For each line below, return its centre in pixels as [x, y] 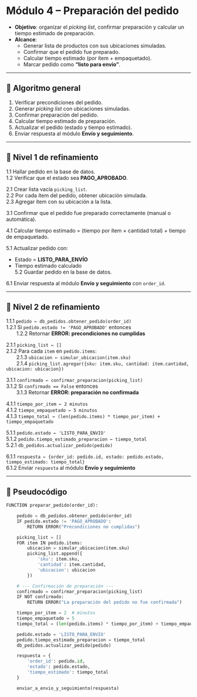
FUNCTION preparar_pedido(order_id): [52, 505]
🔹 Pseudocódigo [37, 492]
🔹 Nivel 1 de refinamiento [52, 157]
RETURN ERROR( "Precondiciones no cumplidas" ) [84, 527]
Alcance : [26, 39]
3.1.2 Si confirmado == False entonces [52, 386]
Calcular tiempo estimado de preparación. [65, 121]
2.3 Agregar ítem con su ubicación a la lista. [59, 201]
